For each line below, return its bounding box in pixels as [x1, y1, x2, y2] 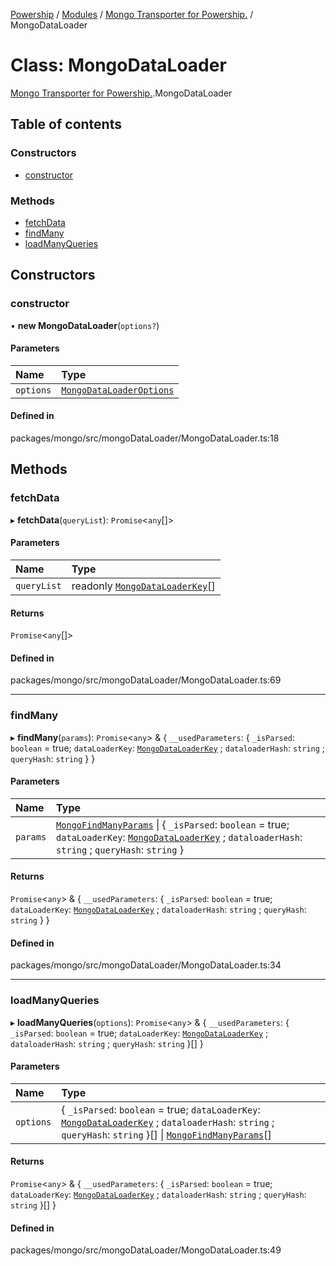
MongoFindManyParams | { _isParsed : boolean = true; [56, 817, 290, 831]
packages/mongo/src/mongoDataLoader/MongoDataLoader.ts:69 [10, 674, 282, 686]
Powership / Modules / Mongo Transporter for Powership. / [10, 9, 254, 20]
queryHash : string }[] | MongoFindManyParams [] [61, 1127, 272, 1141]
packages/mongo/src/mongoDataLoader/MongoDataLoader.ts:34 [10, 959, 282, 971]
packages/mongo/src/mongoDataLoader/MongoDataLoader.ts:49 [10, 1244, 282, 1256]
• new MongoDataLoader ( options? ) [10, 319, 160, 331]
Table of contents [10, 116, 122, 133]
